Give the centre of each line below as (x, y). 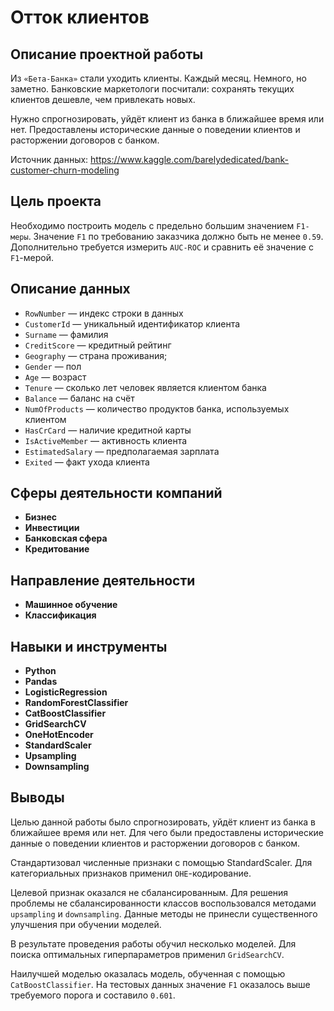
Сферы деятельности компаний (116, 493)
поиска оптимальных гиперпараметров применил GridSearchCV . (147, 954)
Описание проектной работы (107, 54)
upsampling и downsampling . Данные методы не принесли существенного (164, 913)
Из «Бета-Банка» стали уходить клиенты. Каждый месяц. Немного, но (158, 78)
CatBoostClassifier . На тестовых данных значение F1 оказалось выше (160, 984)
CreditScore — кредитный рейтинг (98, 345)
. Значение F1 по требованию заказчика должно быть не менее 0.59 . (176, 236)
